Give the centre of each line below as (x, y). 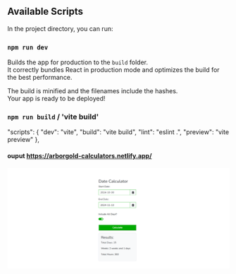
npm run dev (28, 47)
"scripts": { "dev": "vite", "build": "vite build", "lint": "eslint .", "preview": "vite (118, 132)
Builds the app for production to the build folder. (78, 62)
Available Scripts (45, 12)
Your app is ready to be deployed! (56, 99)
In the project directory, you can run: (60, 28)
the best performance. (40, 78)
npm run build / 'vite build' (53, 117)
